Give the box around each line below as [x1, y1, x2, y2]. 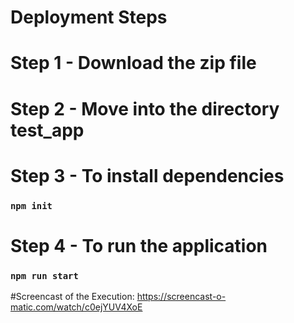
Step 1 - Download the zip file [10, 52, 257, 75]
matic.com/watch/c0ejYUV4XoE [10, 301, 143, 313]
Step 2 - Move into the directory [10, 97, 280, 120]
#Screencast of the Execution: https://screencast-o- [10, 291, 227, 303]
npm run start [10, 270, 79, 281]
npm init [10, 200, 53, 211]
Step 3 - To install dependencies [10, 164, 285, 187]
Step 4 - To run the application [10, 234, 268, 257]
